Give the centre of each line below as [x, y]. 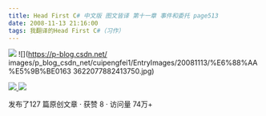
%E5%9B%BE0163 [40, 71]
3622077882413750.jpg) [114, 71]
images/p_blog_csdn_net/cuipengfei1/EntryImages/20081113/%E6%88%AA [133, 63]
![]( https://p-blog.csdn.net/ [63, 54]
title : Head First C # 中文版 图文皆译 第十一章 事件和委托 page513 [113, 16]
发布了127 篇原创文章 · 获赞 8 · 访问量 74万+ [81, 104]
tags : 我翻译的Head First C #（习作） [66, 30]
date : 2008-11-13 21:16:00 [53, 23]
